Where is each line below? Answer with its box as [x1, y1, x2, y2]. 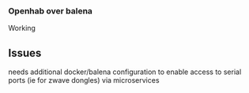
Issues [8, 46, 42, 60]
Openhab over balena [8, 6, 93, 17]
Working [8, 24, 36, 33]
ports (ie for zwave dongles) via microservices [8, 76, 160, 85]
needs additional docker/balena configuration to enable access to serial [8, 67, 242, 76]
